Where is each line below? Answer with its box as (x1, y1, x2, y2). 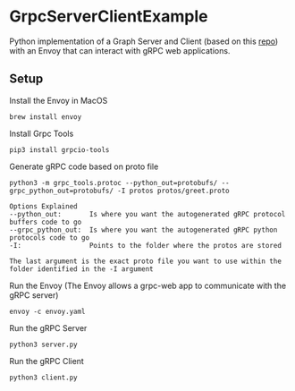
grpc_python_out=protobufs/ (9, 186, 114, 195)
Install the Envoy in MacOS (9, 95, 108, 106)
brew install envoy (9, 112, 82, 122)
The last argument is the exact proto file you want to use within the (9, 257, 282, 266)
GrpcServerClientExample (9, 6, 208, 27)
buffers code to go (9, 217, 82, 226)
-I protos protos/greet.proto (117, 186, 230, 195)
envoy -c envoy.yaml (9, 307, 87, 316)
